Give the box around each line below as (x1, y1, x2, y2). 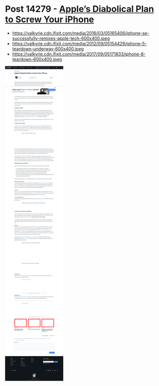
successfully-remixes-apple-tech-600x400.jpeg (12, 35, 110, 41)
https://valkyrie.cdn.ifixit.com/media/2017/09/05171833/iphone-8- (12, 51, 146, 57)
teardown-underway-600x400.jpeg (12, 46, 84, 52)
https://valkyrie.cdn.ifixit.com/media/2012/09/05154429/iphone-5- (12, 40, 147, 46)
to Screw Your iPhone (5, 14, 94, 25)
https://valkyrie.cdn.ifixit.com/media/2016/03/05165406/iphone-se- (12, 30, 149, 36)
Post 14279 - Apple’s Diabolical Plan (5, 3, 154, 15)
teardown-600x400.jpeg (12, 56, 62, 62)
